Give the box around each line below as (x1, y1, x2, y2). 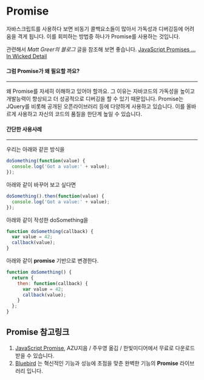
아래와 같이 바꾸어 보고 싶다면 (6, 181, 76, 188)
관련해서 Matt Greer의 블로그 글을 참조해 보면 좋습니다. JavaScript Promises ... (6, 46, 196, 53)
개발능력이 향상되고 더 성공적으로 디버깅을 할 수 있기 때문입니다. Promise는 (6, 95, 184, 103)
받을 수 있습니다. (15, 351, 55, 359)
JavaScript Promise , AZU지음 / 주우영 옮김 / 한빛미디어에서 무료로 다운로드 (15, 344, 195, 351)
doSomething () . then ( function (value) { (6, 193, 104, 199)
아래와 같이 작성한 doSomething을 (6, 216, 89, 223)
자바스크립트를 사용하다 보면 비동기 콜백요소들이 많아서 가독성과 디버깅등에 (6, 25, 183, 32)
